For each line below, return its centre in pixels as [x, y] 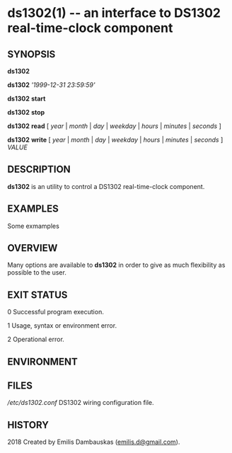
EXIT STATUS [37, 295]
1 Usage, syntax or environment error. [62, 326]
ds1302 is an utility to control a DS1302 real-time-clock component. [106, 186]
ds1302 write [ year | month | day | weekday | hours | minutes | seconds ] [115, 140]
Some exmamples [34, 226]
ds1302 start [27, 98]
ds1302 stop [26, 112]
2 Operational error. [36, 339]
